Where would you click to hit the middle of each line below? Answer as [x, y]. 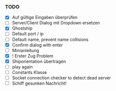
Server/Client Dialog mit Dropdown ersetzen [56, 23]
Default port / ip [28, 34]
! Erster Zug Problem [33, 56]
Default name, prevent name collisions [50, 39]
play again [22, 67]
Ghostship [22, 28]
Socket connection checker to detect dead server [61, 78]
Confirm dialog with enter [37, 45]
